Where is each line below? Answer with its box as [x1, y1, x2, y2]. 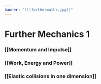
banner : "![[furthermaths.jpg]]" [4, 7, 73, 12]
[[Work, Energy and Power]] [4, 59, 73, 66]
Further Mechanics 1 [4, 28, 90, 40]
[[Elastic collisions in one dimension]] [4, 73, 97, 80]
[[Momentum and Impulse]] [4, 46, 72, 53]
